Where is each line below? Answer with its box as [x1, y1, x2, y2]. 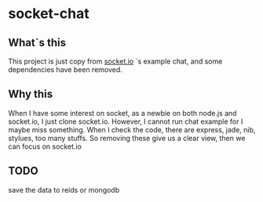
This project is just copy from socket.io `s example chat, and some [8, 56, 223, 66]
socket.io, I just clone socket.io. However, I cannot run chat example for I [8, 117, 243, 126]
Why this [8, 88, 53, 101]
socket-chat [8, 5, 89, 23]
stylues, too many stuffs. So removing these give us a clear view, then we [8, 133, 246, 142]
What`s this [8, 36, 67, 49]
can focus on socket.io [8, 142, 82, 151]
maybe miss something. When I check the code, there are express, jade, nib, [8, 124, 256, 134]
